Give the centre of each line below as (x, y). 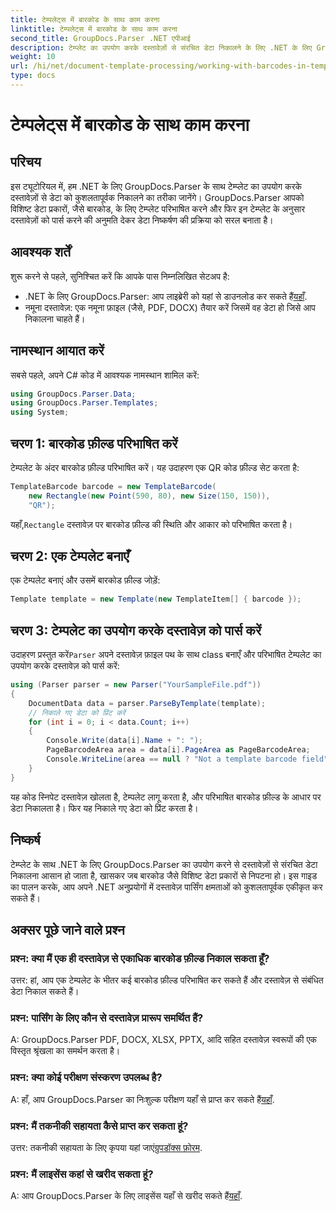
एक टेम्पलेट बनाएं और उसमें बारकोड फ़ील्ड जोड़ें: (85, 580)
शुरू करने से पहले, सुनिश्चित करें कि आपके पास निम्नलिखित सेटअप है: (120, 276)
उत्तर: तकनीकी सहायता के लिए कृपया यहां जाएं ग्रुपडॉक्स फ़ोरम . (106, 1148)
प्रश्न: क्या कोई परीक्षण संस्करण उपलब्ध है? (86, 1078)
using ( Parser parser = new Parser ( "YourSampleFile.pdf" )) (136, 685)
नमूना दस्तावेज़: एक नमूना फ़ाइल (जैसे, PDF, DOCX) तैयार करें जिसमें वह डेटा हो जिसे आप (170, 307)
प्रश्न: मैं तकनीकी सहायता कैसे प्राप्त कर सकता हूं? (99, 1126)
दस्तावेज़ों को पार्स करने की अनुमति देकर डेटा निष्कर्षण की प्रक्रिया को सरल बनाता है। (142, 220)
